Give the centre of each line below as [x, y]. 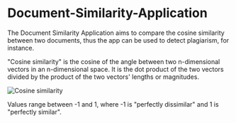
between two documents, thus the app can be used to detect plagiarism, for [118, 40]
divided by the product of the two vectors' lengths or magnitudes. [103, 77]
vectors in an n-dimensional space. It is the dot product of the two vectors [116, 69]
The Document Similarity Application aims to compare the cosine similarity [116, 33]
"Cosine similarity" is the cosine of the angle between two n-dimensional [114, 61]
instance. [21, 48]
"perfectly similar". [34, 112]
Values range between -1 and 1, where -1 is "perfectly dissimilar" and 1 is [113, 104]
